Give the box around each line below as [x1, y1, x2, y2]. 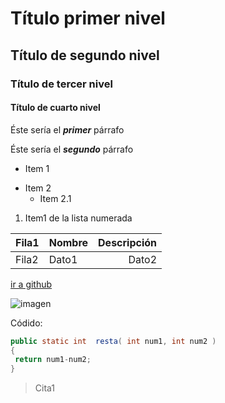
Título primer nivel [10, 7, 166, 30]
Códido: [10, 317, 43, 329]
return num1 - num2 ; [14, 355, 92, 365]
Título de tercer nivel [10, 77, 113, 91]
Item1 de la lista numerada [24, 212, 133, 224]
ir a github [10, 278, 53, 290]
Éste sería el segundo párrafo [10, 143, 134, 155]
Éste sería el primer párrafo [10, 123, 125, 136]
